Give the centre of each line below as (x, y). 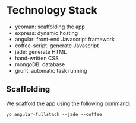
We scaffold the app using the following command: (68, 103)
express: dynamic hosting (46, 33)
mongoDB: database (40, 64)
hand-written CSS (37, 58)
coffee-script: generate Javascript (57, 46)
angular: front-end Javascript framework (64, 39)
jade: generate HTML (41, 51)
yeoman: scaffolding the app (50, 27)
